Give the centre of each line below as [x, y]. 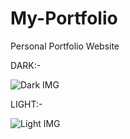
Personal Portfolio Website [65, 46]
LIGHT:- [26, 104]
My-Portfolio [64, 18]
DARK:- [26, 65]
